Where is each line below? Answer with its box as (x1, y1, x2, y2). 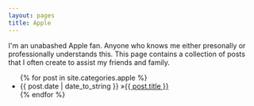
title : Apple (8, 19, 52, 27)
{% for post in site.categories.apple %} (19, 73, 148, 82)
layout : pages (8, 11, 56, 20)
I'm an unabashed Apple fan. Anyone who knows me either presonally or (8, 40, 246, 50)
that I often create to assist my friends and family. (8, 57, 171, 67)
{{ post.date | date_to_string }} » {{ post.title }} (19, 81, 169, 91)
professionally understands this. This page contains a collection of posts (8, 49, 246, 59)
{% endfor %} (19, 89, 66, 99)
